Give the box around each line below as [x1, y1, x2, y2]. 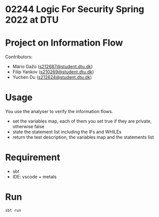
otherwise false [12, 124, 45, 130]
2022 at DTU [5, 14, 59, 26]
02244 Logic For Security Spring [5, 4, 144, 15]
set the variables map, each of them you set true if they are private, [12, 118, 152, 124]
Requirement [5, 152, 60, 163]
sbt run [5, 207, 22, 213]
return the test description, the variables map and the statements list [12, 134, 154, 140]
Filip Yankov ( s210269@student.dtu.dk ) [12, 69, 94, 75]
